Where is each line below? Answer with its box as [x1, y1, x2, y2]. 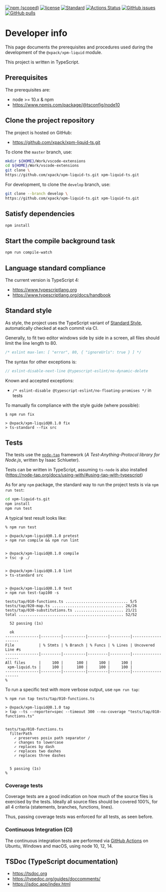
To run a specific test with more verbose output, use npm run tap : [5, 687, 140, 692]
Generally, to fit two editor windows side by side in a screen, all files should [5, 335, 160, 341]
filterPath [9, 731, 32, 736]
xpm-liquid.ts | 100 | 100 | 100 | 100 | [7, 665, 133, 670]
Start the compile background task [5, 236, 116, 245]
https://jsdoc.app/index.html [12, 881, 71, 887]
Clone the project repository [5, 116, 95, 125]
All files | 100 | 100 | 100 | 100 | [5, 660, 133, 665]
